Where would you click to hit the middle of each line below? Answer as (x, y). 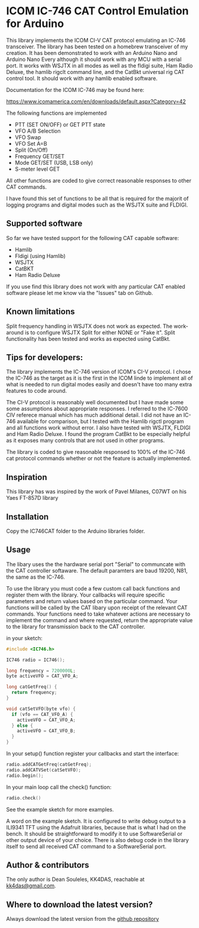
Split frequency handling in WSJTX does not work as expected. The (89, 326)
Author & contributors (48, 865)
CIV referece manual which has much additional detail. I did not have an (94, 415)
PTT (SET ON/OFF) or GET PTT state (60, 124)
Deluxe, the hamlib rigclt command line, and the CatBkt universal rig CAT (95, 72)
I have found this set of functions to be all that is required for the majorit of (97, 198)
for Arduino (35, 24)
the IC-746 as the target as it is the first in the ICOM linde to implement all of (99, 378)
